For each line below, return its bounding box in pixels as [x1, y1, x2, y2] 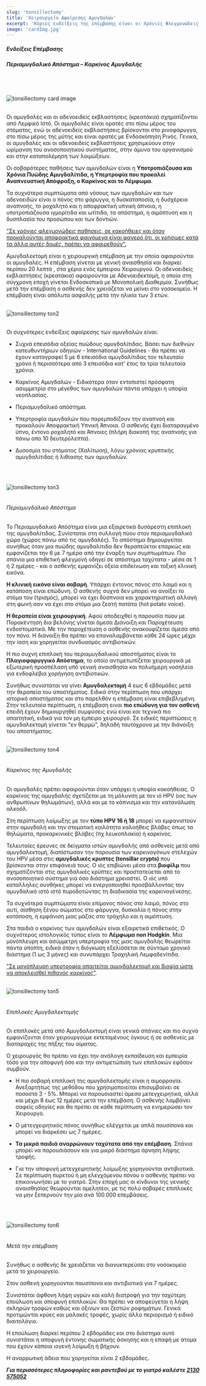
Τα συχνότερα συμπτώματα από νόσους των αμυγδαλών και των [6, 189, 174, 197]
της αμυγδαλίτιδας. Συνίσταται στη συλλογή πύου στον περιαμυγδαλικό [6, 529, 193, 537]
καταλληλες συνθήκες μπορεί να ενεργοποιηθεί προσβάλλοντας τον [6, 881, 185, 888]
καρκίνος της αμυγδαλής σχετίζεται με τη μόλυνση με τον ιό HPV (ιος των [6, 792, 197, 799]
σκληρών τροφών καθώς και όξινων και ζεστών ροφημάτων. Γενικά [6, 1304, 181, 1312]
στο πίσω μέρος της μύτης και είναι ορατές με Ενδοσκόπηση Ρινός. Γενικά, [6, 133, 198, 140]
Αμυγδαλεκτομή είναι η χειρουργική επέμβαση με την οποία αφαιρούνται [6, 252, 194, 259]
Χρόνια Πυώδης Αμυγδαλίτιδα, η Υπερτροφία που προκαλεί [6, 170, 166, 178]
